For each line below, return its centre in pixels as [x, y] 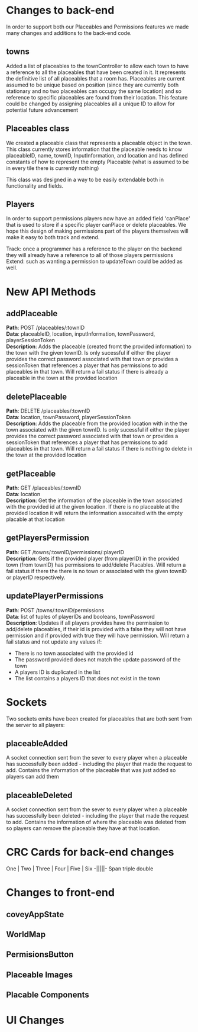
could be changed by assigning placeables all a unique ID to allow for [90, 104]
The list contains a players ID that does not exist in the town [87, 678]
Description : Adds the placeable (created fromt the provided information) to [99, 346]
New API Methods [51, 292]
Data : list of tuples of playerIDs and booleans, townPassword [80, 616]
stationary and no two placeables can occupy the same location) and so [94, 91]
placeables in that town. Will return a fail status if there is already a [87, 372]
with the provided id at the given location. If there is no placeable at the [93, 507]
